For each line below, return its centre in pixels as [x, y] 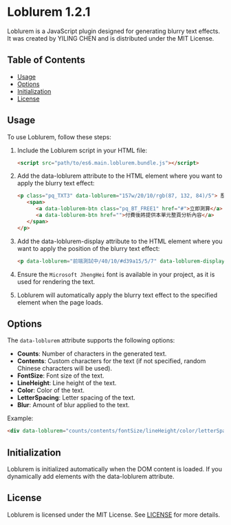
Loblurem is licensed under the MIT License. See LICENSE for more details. [114, 515]
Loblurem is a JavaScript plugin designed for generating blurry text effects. [113, 31]
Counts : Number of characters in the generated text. [92, 354]
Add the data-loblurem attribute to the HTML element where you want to [120, 176]
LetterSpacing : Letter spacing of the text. [76, 398]
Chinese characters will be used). [64, 369]
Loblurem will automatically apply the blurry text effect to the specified [117, 295]
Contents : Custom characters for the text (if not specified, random [111, 361]
